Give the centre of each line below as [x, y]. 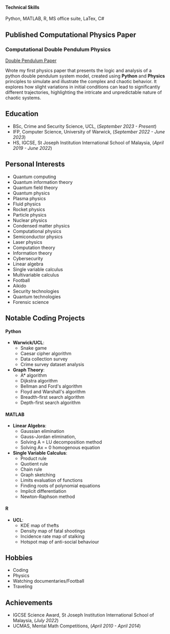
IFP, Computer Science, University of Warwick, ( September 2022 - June [89, 131]
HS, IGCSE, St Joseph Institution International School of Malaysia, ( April [88, 142]
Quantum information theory [42, 182]
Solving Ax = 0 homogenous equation [60, 448]
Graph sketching [38, 475]
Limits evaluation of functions [51, 481]
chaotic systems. [23, 98]
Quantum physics [31, 193]
